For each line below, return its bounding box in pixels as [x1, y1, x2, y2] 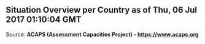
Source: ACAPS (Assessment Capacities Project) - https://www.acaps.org [6, 31, 199, 38]
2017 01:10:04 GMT [6, 15, 82, 25]
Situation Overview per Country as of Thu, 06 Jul [6, 5, 198, 15]
